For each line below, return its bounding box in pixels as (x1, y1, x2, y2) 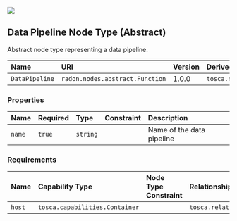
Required (37, 113, 69, 123)
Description (147, 113, 188, 123)
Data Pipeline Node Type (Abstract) (7, 27, 166, 39)
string (75, 130, 98, 139)
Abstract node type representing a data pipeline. (7, 45, 148, 53)
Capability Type (37, 182, 93, 191)
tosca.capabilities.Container (37, 203, 140, 211)
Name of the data (147, 125, 206, 135)
